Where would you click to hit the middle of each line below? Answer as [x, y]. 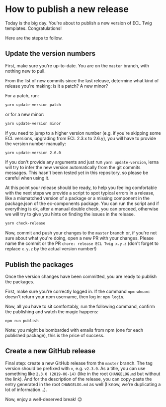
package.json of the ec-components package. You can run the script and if [82, 203]
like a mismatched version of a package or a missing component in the [78, 199]
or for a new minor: [25, 114]
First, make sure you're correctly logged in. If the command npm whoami [78, 292]
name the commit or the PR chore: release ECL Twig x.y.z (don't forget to [82, 243]
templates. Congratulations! [34, 28]
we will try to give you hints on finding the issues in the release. [70, 214]
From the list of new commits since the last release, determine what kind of [82, 80]
